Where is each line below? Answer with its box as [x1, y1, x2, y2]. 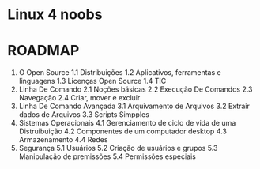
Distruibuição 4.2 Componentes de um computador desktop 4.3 [18, 126, 227, 136]
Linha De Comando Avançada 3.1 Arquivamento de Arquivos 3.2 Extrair [18, 101, 250, 111]
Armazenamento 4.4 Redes [18, 135, 108, 145]
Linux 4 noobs [7, 6, 103, 24]
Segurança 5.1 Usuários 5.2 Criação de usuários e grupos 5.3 [18, 144, 218, 153]
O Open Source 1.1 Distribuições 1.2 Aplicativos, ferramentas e [18, 68, 222, 77]
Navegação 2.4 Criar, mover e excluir [18, 93, 141, 103]
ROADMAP [7, 42, 80, 60]
